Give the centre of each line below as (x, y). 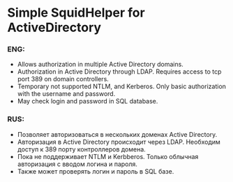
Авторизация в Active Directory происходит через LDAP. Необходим (119, 142)
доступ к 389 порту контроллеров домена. (82, 149)
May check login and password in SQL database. (88, 101)
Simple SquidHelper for (76, 13)
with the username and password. (66, 94)
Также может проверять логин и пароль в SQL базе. (96, 171)
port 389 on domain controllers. (63, 79)
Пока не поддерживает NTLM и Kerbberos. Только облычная (108, 156)
